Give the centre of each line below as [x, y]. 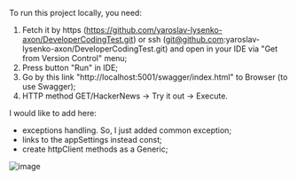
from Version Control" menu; [74, 58]
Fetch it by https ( [54, 30]
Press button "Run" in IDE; [70, 67]
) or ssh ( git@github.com [178, 39]
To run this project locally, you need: [75, 13]
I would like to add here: [53, 113]
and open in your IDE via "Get [224, 49]
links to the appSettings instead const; [92, 140]
